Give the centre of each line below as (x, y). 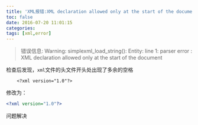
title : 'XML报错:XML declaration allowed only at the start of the (90, 11)
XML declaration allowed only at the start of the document (91, 58)
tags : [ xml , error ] (29, 34)
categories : (21, 28)
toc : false (20, 17)
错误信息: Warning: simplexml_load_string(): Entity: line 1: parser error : (106, 51)
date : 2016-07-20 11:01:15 (39, 22)
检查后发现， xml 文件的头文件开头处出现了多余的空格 (70, 70)
